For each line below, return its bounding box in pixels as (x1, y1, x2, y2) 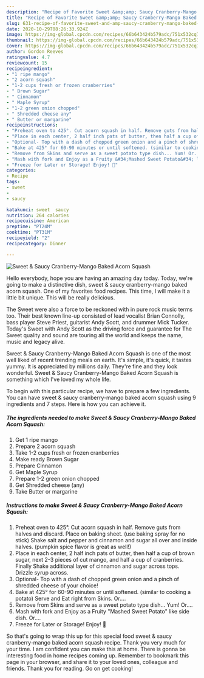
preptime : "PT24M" (6, 223, 53, 230)
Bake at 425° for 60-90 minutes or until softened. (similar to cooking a (15, 588, 191, 595)
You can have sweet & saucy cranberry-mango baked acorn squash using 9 (6, 394, 196, 401)
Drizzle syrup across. (15, 568, 69, 576)
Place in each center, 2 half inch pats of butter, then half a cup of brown (15, 549, 195, 557)
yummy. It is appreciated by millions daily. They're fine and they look (6, 363, 178, 370)
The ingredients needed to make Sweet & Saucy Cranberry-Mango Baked (6, 414, 196, 422)
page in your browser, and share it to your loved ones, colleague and (6, 658, 178, 665)
